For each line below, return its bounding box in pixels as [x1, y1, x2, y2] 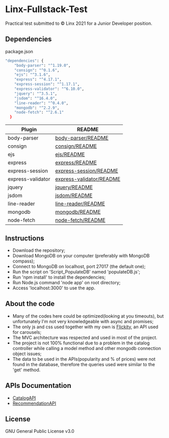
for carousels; [12, 329, 42, 335]
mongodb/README [55, 208, 101, 215]
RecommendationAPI [12, 400, 56, 406]
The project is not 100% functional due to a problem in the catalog [12, 340, 150, 346]
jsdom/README [55, 192, 93, 199]
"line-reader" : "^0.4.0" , [14, 100, 69, 106]
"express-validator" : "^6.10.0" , [14, 86, 84, 92]
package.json [5, 48, 34, 54]
